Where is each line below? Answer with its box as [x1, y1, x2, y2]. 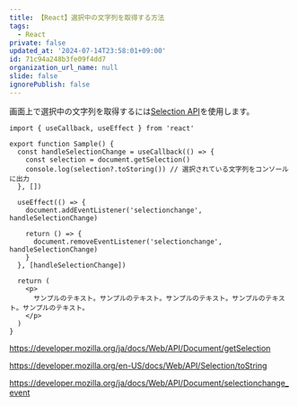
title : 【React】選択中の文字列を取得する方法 [9, 13, 165, 22]
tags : [9, 22, 30, 31]
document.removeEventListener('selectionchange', [32, 237, 223, 246]
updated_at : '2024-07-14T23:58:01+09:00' [9, 47, 167, 56]
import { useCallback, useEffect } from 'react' [9, 123, 195, 133]
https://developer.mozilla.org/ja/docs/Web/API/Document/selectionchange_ [9, 377, 290, 388]
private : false [9, 38, 66, 48]
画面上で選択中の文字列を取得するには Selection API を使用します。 [9, 105, 255, 117]
